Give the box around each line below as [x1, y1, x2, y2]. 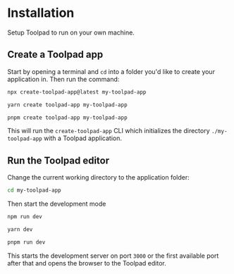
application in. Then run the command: [7, 75, 120, 83]
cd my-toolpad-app [7, 187, 61, 194]
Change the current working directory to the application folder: [7, 173, 190, 182]
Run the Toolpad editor [7, 154, 110, 166]
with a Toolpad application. [43, 134, 122, 142]
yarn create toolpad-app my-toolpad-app [7, 101, 128, 108]
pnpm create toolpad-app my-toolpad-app [7, 114, 128, 121]
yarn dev [7, 225, 33, 233]
